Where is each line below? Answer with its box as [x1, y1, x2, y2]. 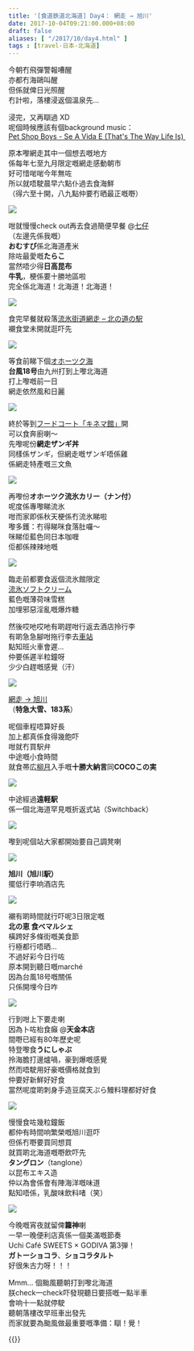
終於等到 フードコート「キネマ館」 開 [8, 419, 129, 429]
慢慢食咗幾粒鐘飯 [8, 1118, 65, 1127]
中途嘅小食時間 [8, 752, 58, 762]
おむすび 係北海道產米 [8, 241, 79, 251]
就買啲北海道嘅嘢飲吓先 [8, 1148, 86, 1157]
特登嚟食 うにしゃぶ [8, 1045, 72, 1055]
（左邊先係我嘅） [8, 231, 65, 241]
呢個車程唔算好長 [8, 722, 65, 732]
